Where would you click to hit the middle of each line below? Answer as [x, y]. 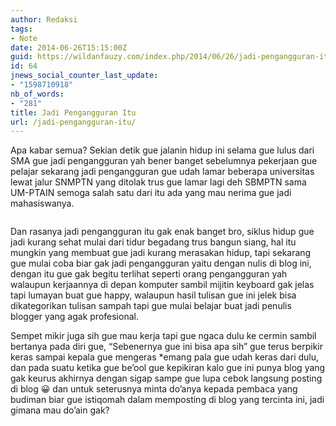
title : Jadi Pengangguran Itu [73, 112]
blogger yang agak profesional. [74, 317]
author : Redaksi [44, 19]
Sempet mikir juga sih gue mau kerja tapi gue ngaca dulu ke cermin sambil [163, 336]
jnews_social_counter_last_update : [84, 76]
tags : [21, 29]
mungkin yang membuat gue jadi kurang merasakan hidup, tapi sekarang [161, 253]
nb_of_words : [37, 94]
